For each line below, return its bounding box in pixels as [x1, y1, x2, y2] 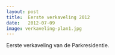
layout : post [6, 8, 39, 15]
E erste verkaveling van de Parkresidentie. [6, 42, 110, 49]
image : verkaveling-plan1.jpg [6, 25, 82, 32]
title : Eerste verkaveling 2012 [6, 14, 90, 20]
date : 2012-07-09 [6, 20, 55, 26]
